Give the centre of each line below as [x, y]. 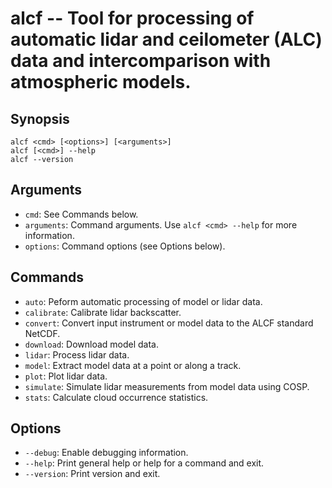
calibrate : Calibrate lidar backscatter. [103, 312]
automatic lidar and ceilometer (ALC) [166, 39]
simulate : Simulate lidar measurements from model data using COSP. [167, 386]
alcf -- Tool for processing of [132, 18]
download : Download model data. [92, 344]
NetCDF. [42, 333]
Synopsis [40, 118]
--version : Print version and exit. [92, 474]
